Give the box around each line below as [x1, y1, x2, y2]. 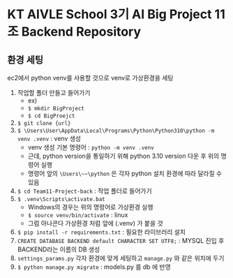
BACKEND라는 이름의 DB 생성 [17, 245, 100, 254]
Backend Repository [21, 24, 142, 40]
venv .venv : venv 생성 [17, 134, 82, 142]
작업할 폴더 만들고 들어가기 [17, 89, 91, 96]
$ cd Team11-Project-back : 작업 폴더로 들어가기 [17, 186, 152, 195]
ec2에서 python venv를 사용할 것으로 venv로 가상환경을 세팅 [7, 74, 174, 82]
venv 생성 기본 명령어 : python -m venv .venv [27, 143, 155, 151]
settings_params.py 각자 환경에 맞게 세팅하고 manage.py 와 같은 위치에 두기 [17, 254, 225, 262]
